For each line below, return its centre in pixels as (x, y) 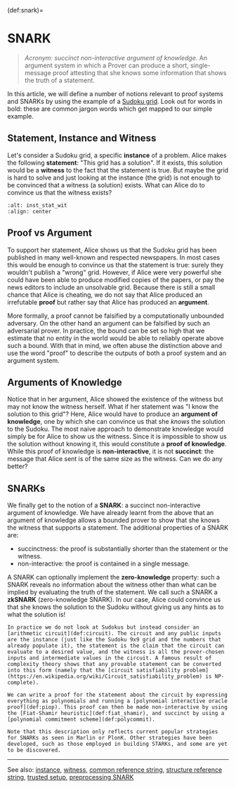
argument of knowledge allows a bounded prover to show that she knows (113, 520)
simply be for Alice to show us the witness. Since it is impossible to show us (117, 436)
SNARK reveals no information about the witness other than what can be (112, 585)
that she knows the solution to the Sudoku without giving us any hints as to (116, 607)
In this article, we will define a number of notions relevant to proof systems (115, 93)
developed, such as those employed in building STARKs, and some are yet (118, 744)
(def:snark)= (25, 10)
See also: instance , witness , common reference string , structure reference (115, 770)
